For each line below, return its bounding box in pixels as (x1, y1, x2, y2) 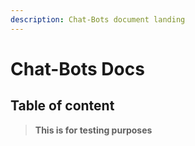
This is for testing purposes (34, 124, 153, 136)
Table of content (10, 97, 115, 115)
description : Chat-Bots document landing (10, 14, 186, 25)
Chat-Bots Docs (10, 57, 145, 80)
